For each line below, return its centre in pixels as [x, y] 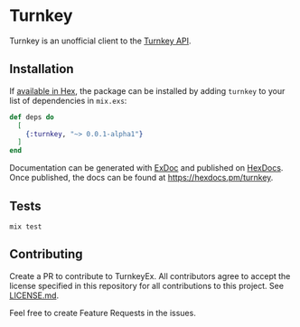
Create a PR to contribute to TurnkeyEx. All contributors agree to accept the [150, 276]
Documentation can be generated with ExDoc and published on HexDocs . [146, 168]
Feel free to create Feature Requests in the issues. [103, 313]
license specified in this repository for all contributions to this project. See [147, 285]
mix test [26, 227]
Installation [42, 69]
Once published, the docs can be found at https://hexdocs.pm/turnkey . [141, 178]
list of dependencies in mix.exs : [68, 100]
